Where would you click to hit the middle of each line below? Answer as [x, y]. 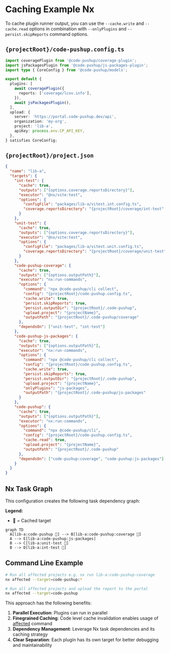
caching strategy [30, 634]
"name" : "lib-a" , [28, 171]
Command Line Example [44, 563]
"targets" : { [24, 176]
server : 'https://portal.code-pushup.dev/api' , [65, 117]
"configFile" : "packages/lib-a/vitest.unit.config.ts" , [83, 247]
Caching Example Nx [50, 9]
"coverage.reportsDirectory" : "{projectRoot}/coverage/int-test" [94, 209]
